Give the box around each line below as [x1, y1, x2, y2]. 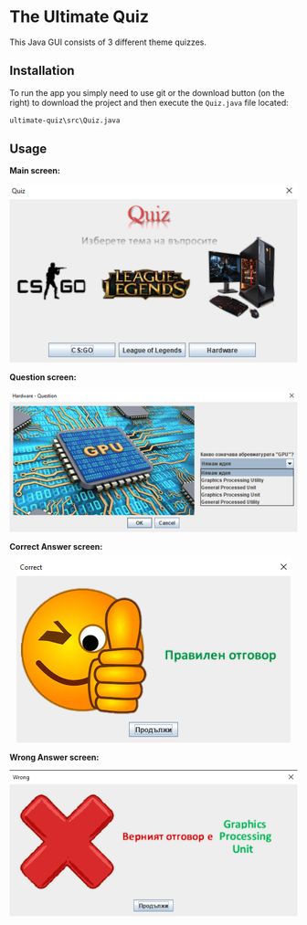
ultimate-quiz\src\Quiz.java [9, 116, 121, 125]
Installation [9, 63, 75, 79]
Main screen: [9, 165, 61, 176]
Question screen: [9, 372, 77, 383]
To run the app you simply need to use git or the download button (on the [9, 87, 285, 98]
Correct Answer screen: [9, 541, 103, 552]
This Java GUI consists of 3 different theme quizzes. [9, 37, 207, 47]
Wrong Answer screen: [9, 752, 100, 762]
